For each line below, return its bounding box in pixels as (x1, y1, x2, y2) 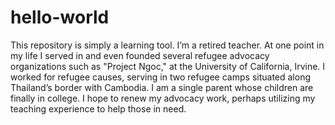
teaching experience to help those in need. (10, 102, 187, 115)
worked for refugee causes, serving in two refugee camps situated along (10, 71, 311, 83)
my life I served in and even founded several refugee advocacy (10, 49, 270, 61)
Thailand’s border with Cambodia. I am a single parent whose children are (10, 81, 314, 93)
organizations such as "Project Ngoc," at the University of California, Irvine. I (10, 60, 326, 72)
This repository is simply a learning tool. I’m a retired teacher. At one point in (10, 39, 325, 51)
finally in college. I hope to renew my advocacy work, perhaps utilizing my (10, 92, 316, 104)
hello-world (10, 6, 110, 29)
